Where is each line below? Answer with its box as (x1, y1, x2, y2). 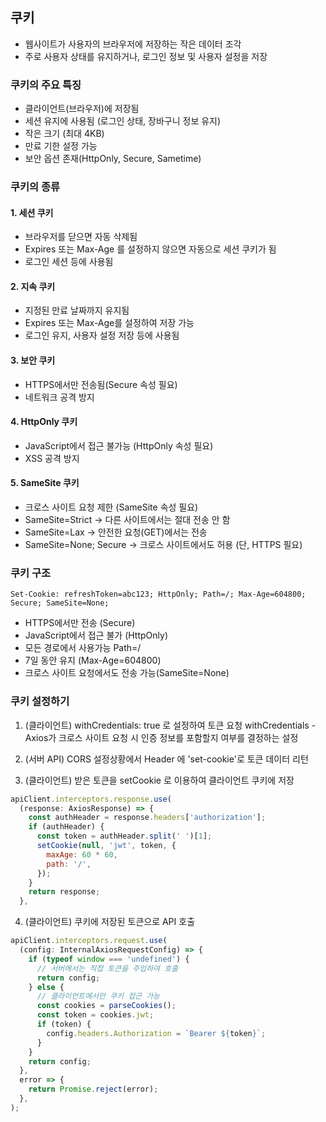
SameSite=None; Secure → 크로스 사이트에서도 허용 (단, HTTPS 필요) (24, 539, 303, 551)
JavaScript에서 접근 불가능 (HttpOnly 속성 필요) (24, 439, 214, 452)
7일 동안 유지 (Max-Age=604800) (24, 654, 162, 667)
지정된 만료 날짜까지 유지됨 (24, 304, 130, 317)
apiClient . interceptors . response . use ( (10, 794, 172, 804)
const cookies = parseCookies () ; (36, 1001, 177, 1011)
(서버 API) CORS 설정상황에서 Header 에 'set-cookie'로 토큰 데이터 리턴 (24, 753, 309, 765)
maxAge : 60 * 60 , (46, 849, 118, 860)
